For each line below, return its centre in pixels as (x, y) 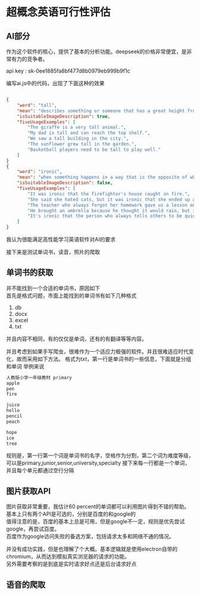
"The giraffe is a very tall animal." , (77, 128)
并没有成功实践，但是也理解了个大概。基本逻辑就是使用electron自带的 (92, 549)
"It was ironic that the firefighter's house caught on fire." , (109, 194)
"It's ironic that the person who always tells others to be (105, 216)
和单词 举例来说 (25, 366)
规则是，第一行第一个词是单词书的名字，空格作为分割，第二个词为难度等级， (100, 455)
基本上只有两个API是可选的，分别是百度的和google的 (71, 514)
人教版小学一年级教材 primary (39, 377)
